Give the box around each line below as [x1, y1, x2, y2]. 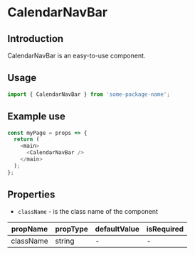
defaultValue [95, 224, 140, 234]
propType [55, 224, 89, 234]
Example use [7, 111, 66, 123]
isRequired [146, 224, 184, 234]
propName [11, 224, 48, 234]
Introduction [7, 33, 64, 45]
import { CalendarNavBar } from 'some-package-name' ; [7, 90, 171, 98]
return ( [14, 136, 40, 143]
